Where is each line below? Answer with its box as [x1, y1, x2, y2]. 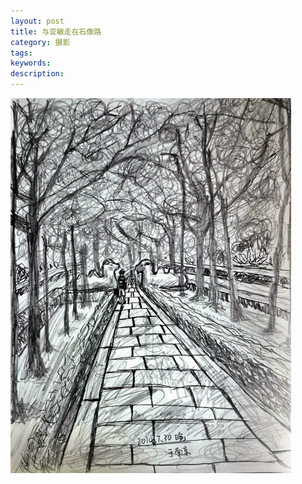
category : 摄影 [10, 37, 71, 47]
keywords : [10, 58, 52, 69]
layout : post [10, 16, 65, 26]
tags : [10, 48, 33, 58]
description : [10, 69, 65, 79]
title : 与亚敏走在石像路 [10, 26, 102, 37]
